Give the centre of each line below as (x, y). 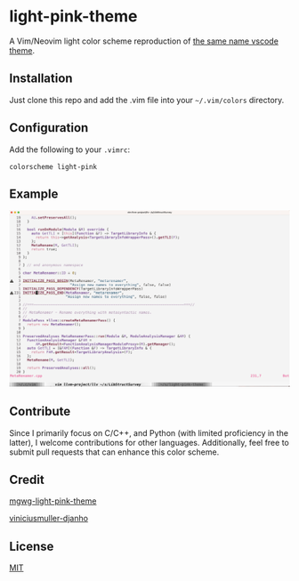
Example (34, 194)
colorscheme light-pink (53, 166)
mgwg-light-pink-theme (53, 501)
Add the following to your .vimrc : (70, 149)
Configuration (49, 128)
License (32, 546)
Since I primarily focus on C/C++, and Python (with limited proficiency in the (149, 432)
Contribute (40, 412)
